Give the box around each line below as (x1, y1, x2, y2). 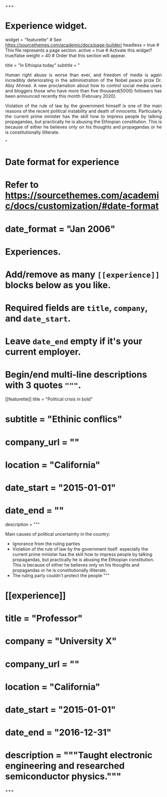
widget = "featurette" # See (5, 36, 62, 42)
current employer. (5, 346, 81, 358)
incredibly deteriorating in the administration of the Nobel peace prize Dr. (5, 77, 162, 83)
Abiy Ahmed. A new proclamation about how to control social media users (5, 82, 162, 88)
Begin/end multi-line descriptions (5, 369, 148, 381)
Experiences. (5, 246, 61, 257)
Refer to (5, 179, 39, 191)
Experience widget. (5, 20, 87, 31)
